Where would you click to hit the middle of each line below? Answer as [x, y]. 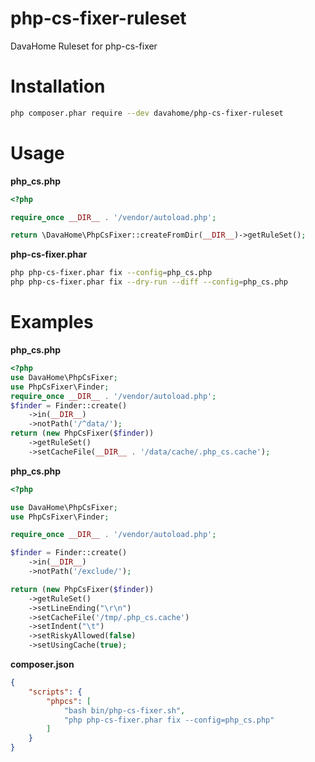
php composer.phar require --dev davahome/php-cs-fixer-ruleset [147, 113]
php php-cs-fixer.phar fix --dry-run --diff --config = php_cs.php [149, 282]
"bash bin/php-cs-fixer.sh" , [124, 710]
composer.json [42, 664]
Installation [58, 86]
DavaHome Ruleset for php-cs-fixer [84, 46]
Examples [52, 322]
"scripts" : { [55, 692]
